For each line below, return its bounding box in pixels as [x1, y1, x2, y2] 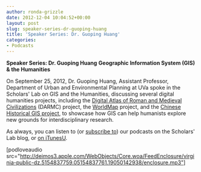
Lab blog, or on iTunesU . [6, 134, 68, 141]
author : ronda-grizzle [6, 8, 64, 15]
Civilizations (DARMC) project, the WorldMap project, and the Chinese [6, 103, 182, 110]
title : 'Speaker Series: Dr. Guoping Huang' [6, 31, 120, 38]
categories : [6, 37, 36, 43]
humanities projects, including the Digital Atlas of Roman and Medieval [6, 96, 182, 104]
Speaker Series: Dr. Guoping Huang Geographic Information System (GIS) [6, 59, 196, 67]
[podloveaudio [6, 146, 42, 153]
